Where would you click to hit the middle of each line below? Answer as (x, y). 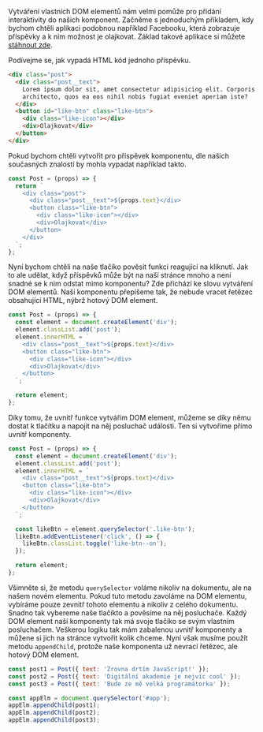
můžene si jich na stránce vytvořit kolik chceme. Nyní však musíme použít (128, 637)
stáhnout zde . (30, 45)
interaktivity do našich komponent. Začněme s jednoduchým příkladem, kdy (131, 20)
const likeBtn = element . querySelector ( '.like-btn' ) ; (105, 529)
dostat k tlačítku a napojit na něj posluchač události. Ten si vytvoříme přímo (130, 426)
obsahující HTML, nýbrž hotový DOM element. (83, 301)
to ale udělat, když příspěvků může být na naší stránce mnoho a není (120, 275)
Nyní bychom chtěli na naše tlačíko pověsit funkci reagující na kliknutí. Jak (128, 267)
